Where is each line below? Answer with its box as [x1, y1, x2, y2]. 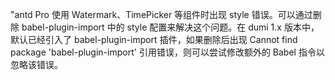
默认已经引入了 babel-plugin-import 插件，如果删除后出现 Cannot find [10, 34, 298, 45]
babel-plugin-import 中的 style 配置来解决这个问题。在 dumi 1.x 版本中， [21, 21, 320, 33]
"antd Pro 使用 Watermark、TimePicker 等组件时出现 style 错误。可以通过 [10, 9, 313, 20]
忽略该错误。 [10, 59, 63, 70]
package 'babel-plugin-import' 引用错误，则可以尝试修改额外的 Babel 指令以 [10, 46, 325, 58]
